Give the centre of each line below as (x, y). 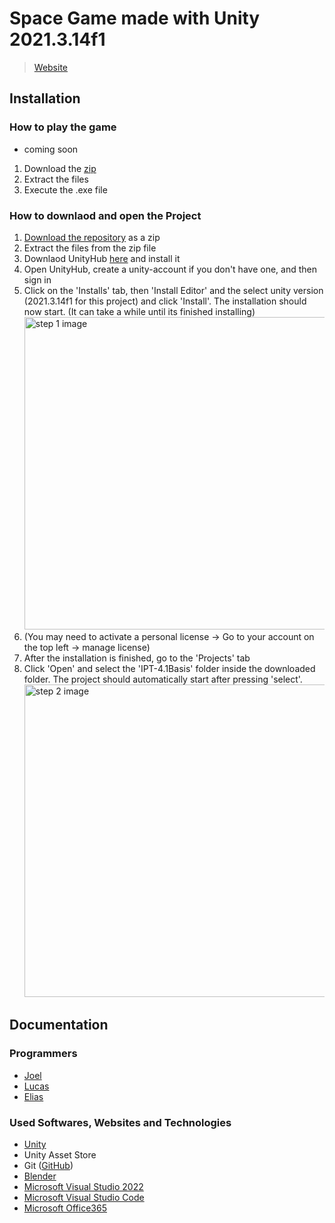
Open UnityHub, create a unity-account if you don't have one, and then (170, 269)
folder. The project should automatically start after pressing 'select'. (163, 679)
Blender (40, 1176)
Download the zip (60, 168)
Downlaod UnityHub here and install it (102, 258)
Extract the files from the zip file (90, 248)
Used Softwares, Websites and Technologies (120, 1122)
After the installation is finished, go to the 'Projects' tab (137, 658)
